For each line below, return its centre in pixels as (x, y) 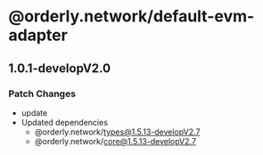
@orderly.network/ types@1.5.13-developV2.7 (117, 132)
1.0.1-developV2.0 (60, 68)
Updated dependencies (65, 122)
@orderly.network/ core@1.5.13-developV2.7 (115, 141)
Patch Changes (42, 94)
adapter (38, 35)
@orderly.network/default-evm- (131, 16)
